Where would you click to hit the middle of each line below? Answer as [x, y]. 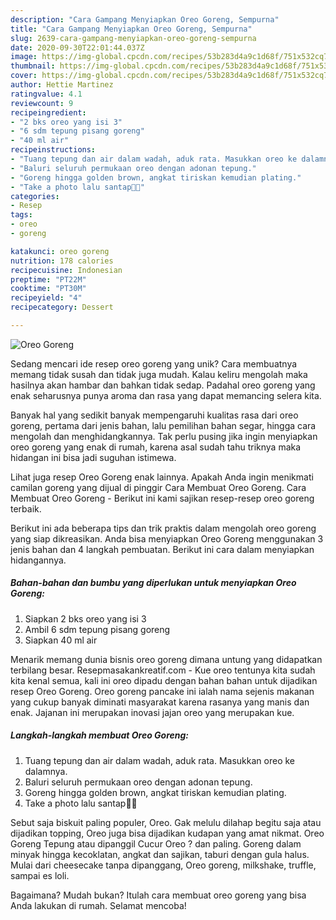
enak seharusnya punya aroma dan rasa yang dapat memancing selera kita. [166, 395]
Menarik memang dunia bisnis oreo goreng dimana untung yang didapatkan [166, 659]
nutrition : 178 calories [62, 261]
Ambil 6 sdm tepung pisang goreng [97, 629]
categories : [35, 196]
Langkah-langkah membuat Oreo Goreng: [100, 735]
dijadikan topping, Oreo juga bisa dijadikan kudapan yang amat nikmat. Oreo [167, 833]
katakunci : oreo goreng [60, 251]
